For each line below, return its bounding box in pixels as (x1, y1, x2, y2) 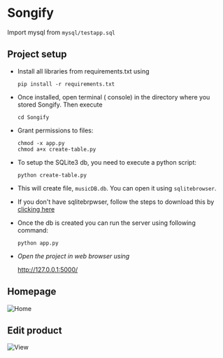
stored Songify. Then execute (17, 100, 103, 109)
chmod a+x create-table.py (17, 146, 96, 153)
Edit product (7, 324, 62, 336)
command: (17, 226, 49, 234)
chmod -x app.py (17, 139, 65, 146)
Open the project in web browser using (17, 252, 130, 260)
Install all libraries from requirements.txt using (17, 67, 150, 75)
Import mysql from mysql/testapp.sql (7, 28, 115, 36)
